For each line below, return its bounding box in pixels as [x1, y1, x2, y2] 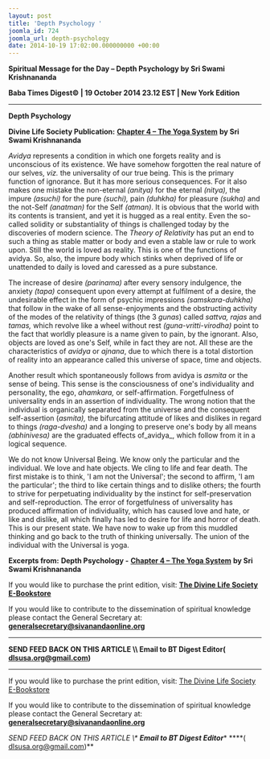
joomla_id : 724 [8, 27, 59, 35]
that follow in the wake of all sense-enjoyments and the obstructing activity [8, 304, 257, 313]
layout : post [8, 11, 52, 20]
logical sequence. [8, 439, 67, 449]
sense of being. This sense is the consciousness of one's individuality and [8, 379, 255, 389]
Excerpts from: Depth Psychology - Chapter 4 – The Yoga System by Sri [8, 556, 253, 566]
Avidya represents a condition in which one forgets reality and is [8, 151, 221, 161]
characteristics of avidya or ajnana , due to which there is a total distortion [8, 346, 254, 356]
